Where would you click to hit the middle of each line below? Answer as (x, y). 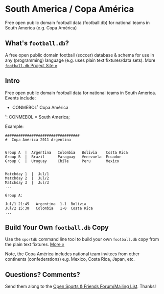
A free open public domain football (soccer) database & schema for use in (80, 55)
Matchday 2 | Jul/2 (27, 178)
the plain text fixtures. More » (35, 245)
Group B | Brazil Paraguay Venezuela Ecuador (63, 157)
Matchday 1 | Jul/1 (27, 174)
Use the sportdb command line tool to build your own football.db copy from (82, 239)
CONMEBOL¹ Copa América (40, 107)
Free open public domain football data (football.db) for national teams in (78, 23)
